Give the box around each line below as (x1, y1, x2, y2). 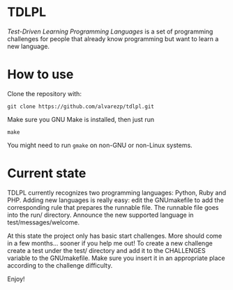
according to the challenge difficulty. (7, 261, 113, 269)
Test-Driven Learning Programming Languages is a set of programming (7, 27, 213, 36)
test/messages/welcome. (7, 217, 80, 227)
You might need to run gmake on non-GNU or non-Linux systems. (7, 141, 193, 149)
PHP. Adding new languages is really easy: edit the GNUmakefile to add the (7, 196, 225, 204)
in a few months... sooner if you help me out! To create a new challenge (7, 238, 213, 247)
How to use (7, 67, 74, 82)
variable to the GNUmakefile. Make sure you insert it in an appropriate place (7, 254, 225, 262)
